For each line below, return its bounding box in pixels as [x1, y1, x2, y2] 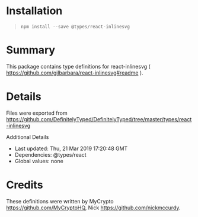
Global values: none [14, 157, 63, 164]
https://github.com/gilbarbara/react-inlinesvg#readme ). [6, 69, 143, 76]
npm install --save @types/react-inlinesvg [20, 24, 130, 30]
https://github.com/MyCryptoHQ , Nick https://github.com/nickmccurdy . [6, 204, 181, 211]
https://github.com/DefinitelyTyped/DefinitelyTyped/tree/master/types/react [6, 115, 192, 122]
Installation [6, 4, 63, 18]
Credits [6, 179, 43, 192]
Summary [6, 43, 55, 57]
